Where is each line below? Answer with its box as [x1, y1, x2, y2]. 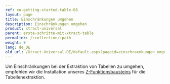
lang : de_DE [5, 45, 30, 50]
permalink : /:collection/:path [5, 36, 71, 41]
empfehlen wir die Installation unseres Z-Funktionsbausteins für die [5, 68, 146, 74]
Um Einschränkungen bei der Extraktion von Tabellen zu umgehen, [5, 63, 145, 69]
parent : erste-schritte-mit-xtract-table [5, 31, 94, 36]
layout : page [5, 12, 33, 17]
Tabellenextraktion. [5, 74, 46, 80]
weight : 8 [5, 40, 26, 45]
